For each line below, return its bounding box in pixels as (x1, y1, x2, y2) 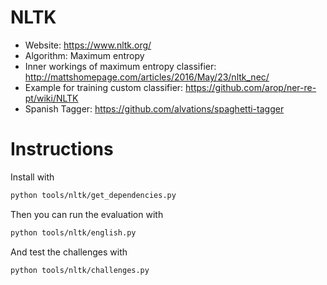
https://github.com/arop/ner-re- (185, 81, 317, 93)
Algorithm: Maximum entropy (24, 49, 145, 61)
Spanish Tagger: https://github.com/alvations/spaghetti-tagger (24, 102, 285, 115)
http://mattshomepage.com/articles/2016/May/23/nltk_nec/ (24, 71, 270, 83)
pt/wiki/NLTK (24, 92, 79, 104)
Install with (10, 171, 55, 183)
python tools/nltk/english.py (10, 227, 137, 238)
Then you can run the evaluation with (10, 208, 164, 220)
